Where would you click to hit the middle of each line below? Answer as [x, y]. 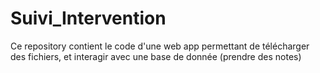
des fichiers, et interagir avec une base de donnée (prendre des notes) [156, 56]
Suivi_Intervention [88, 18]
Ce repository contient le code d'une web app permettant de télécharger [160, 46]
